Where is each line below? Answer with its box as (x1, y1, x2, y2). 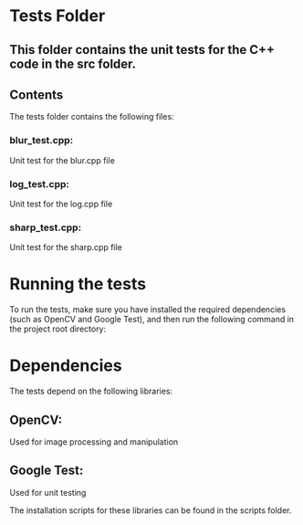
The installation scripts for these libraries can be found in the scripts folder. (9, 504, 292, 516)
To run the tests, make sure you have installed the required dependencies (9, 304, 286, 315)
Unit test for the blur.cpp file (9, 154, 116, 165)
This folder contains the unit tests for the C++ (9, 42, 276, 58)
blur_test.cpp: (9, 134, 74, 147)
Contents (9, 87, 64, 102)
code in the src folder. (9, 56, 137, 71)
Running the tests (9, 274, 147, 295)
